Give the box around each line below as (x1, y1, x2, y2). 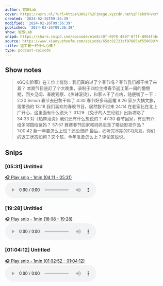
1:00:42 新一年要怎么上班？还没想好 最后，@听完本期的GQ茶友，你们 (16, 128, 156, 134)
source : (5, 39, 21, 44)
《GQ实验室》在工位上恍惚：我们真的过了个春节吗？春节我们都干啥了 (16, 79, 153, 85)
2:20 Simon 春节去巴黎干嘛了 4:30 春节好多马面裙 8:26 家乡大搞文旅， (16, 98, 158, 104)
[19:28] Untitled (5, 205, 43, 212)
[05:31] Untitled (5, 163, 43, 170)
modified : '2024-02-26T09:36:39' (5, 20, 73, 26)
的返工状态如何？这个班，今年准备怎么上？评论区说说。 (16, 134, 128, 140)
